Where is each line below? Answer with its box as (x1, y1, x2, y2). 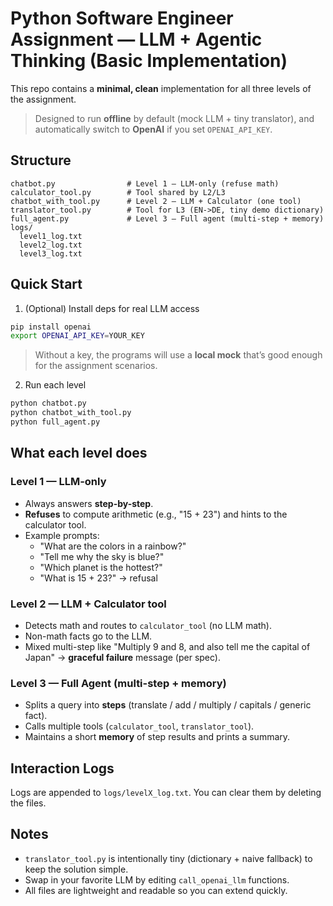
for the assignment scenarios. (34, 360, 158, 372)
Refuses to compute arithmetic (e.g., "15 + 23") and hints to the (24, 508, 288, 520)
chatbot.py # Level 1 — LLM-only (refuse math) (10, 178, 280, 189)
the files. (10, 797, 47, 809)
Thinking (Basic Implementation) (10, 50, 288, 72)
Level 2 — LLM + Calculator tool (10, 597, 167, 611)
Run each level (24, 379, 87, 391)
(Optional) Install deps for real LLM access (24, 302, 200, 314)
